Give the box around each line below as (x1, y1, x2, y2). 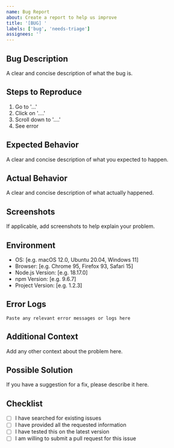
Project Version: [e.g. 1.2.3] (14, 282, 82, 289)
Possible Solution (6, 365, 73, 376)
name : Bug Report (6, 8, 50, 15)
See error (14, 122, 39, 130)
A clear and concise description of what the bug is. (6, 69, 133, 77)
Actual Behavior (6, 173, 68, 183)
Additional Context (6, 332, 78, 342)
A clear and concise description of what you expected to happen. (6, 156, 169, 163)
